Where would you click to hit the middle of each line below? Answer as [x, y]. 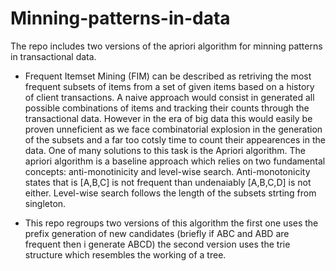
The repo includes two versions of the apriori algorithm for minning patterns [166, 46]
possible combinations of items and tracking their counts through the [167, 108]
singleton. [45, 203]
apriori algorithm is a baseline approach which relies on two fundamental [175, 161]
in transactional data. [53, 56]
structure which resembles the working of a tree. [125, 254]
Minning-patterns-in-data [120, 18]
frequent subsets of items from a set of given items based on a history [169, 86]
